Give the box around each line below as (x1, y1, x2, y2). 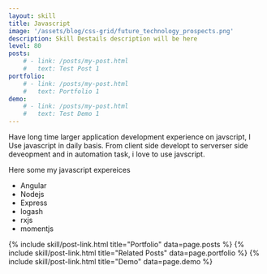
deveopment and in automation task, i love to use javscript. (8, 149, 205, 159)
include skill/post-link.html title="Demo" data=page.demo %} (8, 257, 213, 266)
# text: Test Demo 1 (23, 110, 100, 118)
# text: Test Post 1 (23, 65, 100, 73)
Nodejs (19, 190, 45, 199)
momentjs (19, 224, 54, 233)
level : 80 (8, 42, 42, 50)
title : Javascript (8, 19, 71, 28)
